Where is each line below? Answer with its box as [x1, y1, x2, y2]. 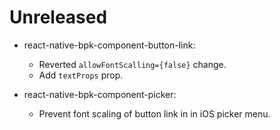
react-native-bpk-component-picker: [23, 88, 177, 100]
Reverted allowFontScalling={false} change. [38, 58, 227, 70]
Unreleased [9, 6, 108, 29]
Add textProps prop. [38, 69, 124, 81]
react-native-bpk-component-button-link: [23, 39, 196, 51]
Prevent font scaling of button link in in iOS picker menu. [38, 107, 271, 120]
